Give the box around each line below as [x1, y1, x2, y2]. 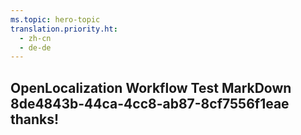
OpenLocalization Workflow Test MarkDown [10, 79, 292, 96]
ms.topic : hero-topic [10, 14, 101, 25]
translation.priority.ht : [10, 24, 118, 34]
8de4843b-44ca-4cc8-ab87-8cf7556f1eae [10, 95, 290, 112]
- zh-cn [19, 33, 52, 43]
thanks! [10, 111, 60, 128]
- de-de [19, 42, 52, 53]
